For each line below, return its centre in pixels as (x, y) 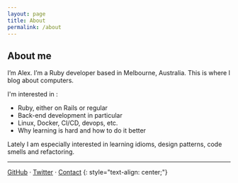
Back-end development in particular (70, 116)
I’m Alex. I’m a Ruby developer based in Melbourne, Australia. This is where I (119, 73)
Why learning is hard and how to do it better (82, 131)
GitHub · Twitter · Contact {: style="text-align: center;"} (87, 172)
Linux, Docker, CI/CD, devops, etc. (68, 123)
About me (29, 56)
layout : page (27, 14)
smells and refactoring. (41, 152)
